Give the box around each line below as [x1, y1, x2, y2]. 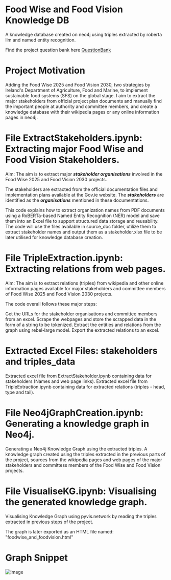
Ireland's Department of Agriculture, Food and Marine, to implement [5, 87, 148, 93]
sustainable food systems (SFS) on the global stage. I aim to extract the [5, 92, 156, 98]
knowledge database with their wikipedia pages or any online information [5, 109, 159, 115]
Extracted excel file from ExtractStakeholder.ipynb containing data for [5, 373, 152, 379]
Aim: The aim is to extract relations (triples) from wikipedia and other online [5, 280, 164, 286]
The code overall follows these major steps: [5, 300, 97, 307]
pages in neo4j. [5, 114, 38, 120]
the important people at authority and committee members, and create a [5, 103, 157, 110]
